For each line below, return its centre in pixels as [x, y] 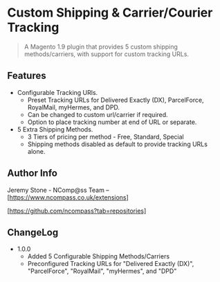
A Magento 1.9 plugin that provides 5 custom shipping [101, 46]
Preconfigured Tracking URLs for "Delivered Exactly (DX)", [111, 264]
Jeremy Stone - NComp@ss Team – [58, 190]
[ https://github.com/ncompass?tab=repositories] [77, 211]
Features [27, 76]
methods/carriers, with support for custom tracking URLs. [106, 54]
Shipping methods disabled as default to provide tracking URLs [117, 144]
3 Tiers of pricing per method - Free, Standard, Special [106, 136]
